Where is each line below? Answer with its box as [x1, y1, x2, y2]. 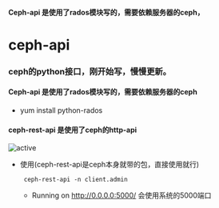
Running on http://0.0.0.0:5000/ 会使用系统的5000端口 [31, 190, 212, 200]
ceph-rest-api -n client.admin [23, 176, 128, 184]
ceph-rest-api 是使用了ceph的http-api [8, 125, 137, 134]
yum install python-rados [19, 105, 103, 115]
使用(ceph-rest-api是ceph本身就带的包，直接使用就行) [19, 160, 200, 170]
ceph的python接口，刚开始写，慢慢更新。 [8, 66, 172, 77]
